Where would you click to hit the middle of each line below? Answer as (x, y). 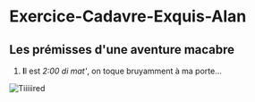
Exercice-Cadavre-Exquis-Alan (128, 17)
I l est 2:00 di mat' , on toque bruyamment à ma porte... (122, 71)
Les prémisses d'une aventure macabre (122, 50)
